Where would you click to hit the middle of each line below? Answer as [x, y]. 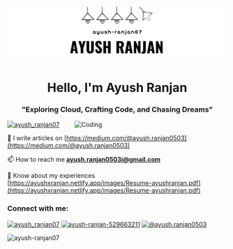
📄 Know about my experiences [51, 176]
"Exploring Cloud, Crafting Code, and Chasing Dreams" [117, 110]
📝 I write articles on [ [37, 138]
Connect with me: [38, 209]
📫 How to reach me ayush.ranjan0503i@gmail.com [84, 160]
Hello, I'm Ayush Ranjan [117, 88]
